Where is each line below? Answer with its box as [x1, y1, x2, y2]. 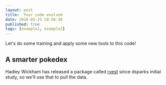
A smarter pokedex [5, 55, 68, 64]
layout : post [5, 7, 33, 13]
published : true [5, 21, 40, 27]
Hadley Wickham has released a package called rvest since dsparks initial [5, 68, 161, 74]
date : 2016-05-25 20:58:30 [5, 17, 63, 22]
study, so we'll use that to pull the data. [5, 74, 88, 80]
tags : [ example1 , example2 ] [5, 26, 65, 32]
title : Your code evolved [5, 12, 63, 17]
